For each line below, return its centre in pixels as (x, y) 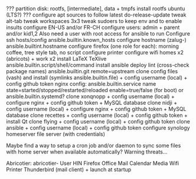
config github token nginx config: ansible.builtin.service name (81, 84)
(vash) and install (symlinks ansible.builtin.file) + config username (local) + (97, 77)
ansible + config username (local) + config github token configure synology (98, 128)
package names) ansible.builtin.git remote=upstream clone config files (92, 71)
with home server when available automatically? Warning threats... (87, 152)
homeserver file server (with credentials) (55, 134)
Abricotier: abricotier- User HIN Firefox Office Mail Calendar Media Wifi (92, 163)
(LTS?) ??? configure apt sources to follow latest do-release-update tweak (96, 15)
